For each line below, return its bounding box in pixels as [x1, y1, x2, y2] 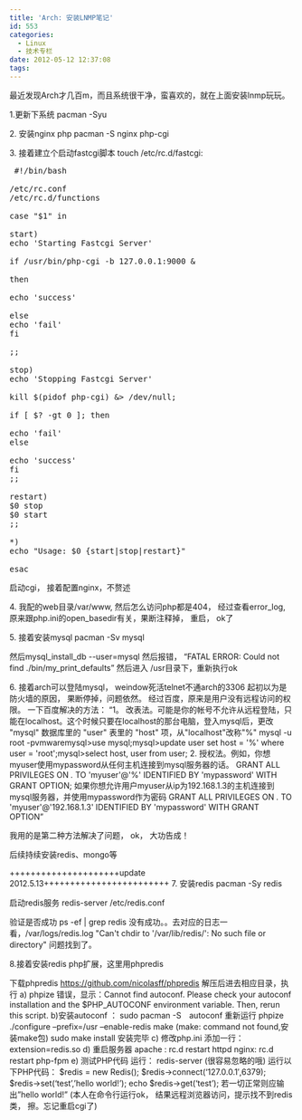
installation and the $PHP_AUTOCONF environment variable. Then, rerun [9, 999, 280, 1010]
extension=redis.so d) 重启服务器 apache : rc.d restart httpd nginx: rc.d [9, 1043, 274, 1055]
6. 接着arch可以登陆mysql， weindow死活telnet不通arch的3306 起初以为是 [9, 681, 288, 693]
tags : [9, 64, 30, 73]
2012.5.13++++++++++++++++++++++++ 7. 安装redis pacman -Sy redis [9, 877, 283, 888]
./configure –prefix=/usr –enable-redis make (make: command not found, [9, 1020, 281, 1032]
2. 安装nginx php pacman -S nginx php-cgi [9, 128, 170, 139]
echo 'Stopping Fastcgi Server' [9, 373, 153, 384]
